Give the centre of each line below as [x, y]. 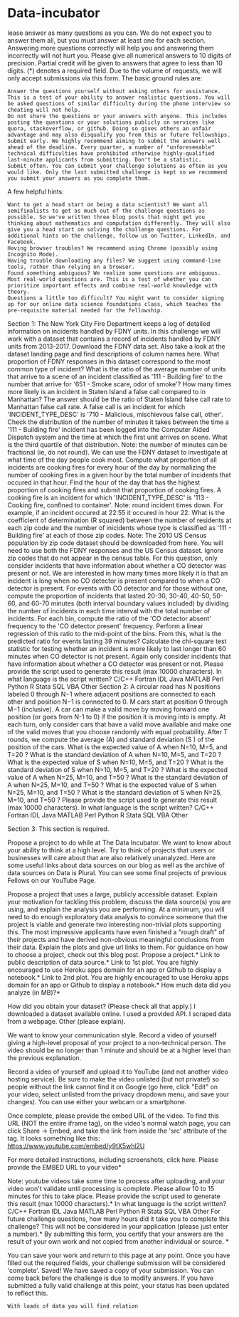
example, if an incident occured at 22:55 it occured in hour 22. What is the [116, 512]
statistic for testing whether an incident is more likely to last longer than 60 [117, 648]
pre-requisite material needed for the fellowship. [85, 310]
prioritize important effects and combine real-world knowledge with [113, 285]
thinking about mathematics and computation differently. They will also [119, 223]
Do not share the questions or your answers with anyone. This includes [117, 116]
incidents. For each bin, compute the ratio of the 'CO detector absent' [110, 618]
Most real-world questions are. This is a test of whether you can [110, 279]
